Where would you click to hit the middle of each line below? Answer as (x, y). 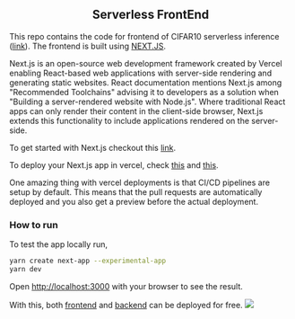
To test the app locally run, (58, 244)
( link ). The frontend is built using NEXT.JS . (88, 46)
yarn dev (26, 269)
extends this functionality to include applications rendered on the (129, 120)
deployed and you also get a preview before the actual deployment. (134, 201)
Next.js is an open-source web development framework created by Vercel (146, 63)
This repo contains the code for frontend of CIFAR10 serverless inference (144, 36)
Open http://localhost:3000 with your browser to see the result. (126, 286)
